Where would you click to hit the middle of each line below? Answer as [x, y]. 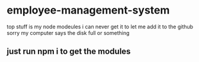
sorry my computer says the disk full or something [68, 32]
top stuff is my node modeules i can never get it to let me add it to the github [100, 27]
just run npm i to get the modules [69, 52]
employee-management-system [88, 10]
